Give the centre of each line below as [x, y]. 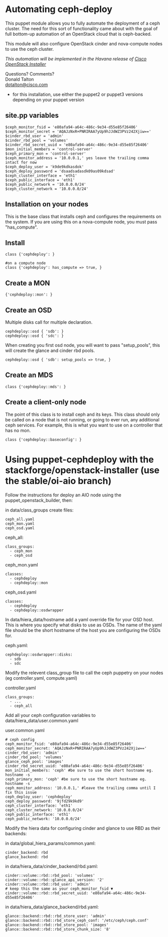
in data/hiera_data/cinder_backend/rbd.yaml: [52, 866]
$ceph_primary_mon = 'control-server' [46, 154]
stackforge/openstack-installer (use [82, 470]
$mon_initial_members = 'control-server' [49, 149]
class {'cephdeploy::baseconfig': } [43, 440]
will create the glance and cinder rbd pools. [50, 350]
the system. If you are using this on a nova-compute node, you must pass [81, 222]
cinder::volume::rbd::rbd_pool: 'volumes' [50, 875]
